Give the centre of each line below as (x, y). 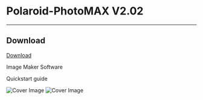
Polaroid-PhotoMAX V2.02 (75, 11)
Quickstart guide (27, 78)
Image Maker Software (35, 67)
